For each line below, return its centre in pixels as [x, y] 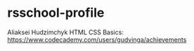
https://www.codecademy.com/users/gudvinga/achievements [97, 39]
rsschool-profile [56, 13]
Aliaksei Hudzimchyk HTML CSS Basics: [66, 32]
